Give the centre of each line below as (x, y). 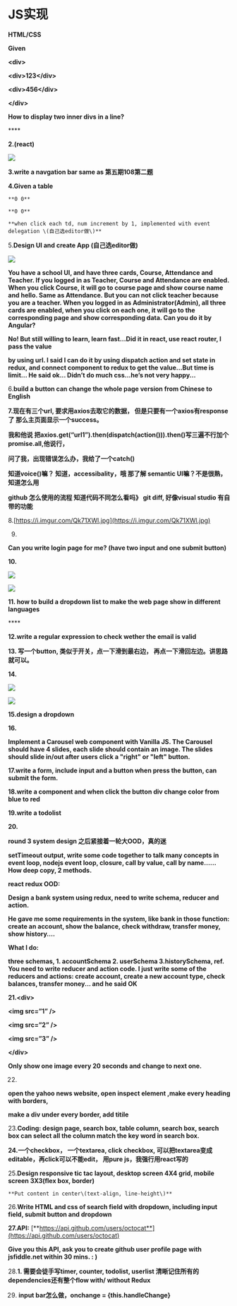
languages (24, 609)
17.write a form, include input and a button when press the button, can (113, 770)
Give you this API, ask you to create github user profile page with (105, 1249)
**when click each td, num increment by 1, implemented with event (109, 223)
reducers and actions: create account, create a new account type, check (116, 976)
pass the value (30, 346)
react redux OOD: (34, 883)
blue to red (24, 799)
